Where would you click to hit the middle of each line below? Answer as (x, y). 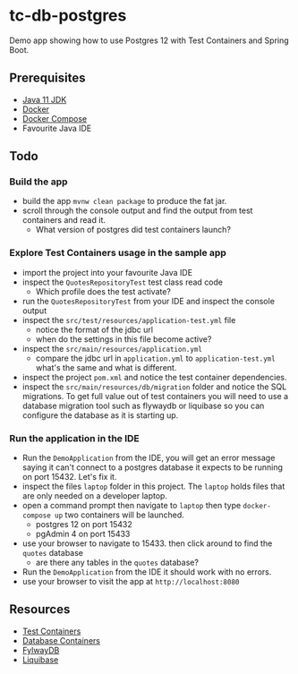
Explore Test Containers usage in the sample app (118, 253)
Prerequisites (47, 78)
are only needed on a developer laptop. (95, 496)
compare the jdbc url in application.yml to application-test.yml (155, 358)
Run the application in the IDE (75, 438)
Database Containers (61, 640)
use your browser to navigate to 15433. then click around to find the (147, 543)
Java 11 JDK (44, 99)
